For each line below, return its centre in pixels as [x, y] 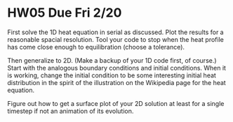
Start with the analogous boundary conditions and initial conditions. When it [117, 68]
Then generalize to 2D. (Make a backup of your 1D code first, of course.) [112, 60]
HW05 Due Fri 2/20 [65, 13]
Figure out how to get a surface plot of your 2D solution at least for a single [116, 103]
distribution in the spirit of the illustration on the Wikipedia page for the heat [116, 82]
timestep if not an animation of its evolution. [71, 111]
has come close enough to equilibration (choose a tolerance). [96, 47]
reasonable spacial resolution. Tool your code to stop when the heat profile [116, 39]
